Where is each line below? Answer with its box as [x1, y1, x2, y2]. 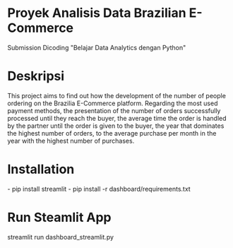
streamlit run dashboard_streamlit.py [7, 232, 114, 241]
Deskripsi [7, 69, 65, 84]
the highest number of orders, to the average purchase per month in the [7, 129, 217, 137]
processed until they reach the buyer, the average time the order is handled [7, 114, 227, 122]
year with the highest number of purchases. [7, 136, 135, 145]
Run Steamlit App [7, 210, 112, 225]
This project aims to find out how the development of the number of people [7, 91, 226, 100]
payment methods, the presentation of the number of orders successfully [7, 106, 221, 114]
